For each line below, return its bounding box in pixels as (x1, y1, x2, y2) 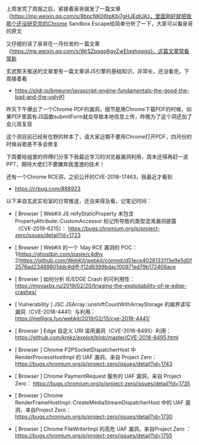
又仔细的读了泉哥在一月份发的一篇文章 (6, 40, 100, 47)
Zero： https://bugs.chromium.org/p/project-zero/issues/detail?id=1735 (14, 380, 191, 387)
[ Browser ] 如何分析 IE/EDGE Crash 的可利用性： (14, 275, 135, 283)
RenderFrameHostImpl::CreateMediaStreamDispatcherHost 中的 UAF (14, 399, 184, 406)
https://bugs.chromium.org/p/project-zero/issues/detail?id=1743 (14, 361, 173, 367)
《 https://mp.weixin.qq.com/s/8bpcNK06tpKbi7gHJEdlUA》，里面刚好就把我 (6, 12, 192, 20)
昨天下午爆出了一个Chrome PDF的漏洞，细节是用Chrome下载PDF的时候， (6, 106, 187, 112)
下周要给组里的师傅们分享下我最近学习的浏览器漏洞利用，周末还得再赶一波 (6, 153, 188, 160)
